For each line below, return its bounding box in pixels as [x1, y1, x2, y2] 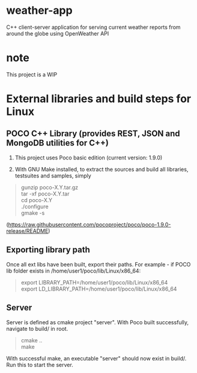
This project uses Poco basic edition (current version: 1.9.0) [14, 154, 163, 161]
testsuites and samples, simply [14, 172, 91, 179]
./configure [20, 203, 49, 210]
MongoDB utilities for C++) [6, 138, 109, 148]
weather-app [6, 4, 73, 17]
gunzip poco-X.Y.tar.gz [20, 183, 79, 191]
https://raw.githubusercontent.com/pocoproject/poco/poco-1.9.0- [8, 221, 171, 228]
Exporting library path [6, 245, 90, 255]
